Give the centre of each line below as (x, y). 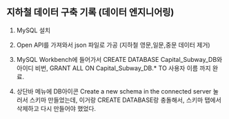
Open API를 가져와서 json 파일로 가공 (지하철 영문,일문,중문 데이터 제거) (113, 45)
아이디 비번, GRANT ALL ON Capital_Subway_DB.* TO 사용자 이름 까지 (113, 68)
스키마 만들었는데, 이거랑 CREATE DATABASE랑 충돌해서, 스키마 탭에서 (125, 100)
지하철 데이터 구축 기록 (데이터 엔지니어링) (90, 12)
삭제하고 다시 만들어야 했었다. (56, 108)
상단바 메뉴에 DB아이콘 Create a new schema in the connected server (114, 91)
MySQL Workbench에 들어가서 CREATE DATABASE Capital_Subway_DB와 (119, 59)
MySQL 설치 (33, 30)
